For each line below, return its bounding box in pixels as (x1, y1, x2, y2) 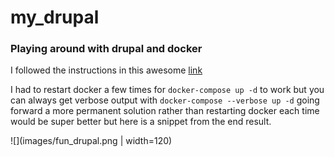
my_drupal (10, 6, 100, 29)
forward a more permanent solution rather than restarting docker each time (10, 105, 320, 117)
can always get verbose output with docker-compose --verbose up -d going (10, 94, 320, 106)
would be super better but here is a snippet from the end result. (10, 116, 272, 128)
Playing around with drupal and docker (10, 42, 203, 56)
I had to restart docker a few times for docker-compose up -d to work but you (10, 84, 325, 96)
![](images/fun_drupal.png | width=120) (10, 135, 173, 147)
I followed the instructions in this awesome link (10, 64, 203, 76)
